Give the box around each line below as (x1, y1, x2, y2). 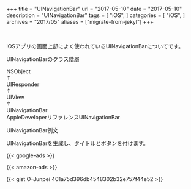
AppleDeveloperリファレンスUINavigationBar (6, 114, 121, 121)
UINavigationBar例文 (6, 127, 59, 134)
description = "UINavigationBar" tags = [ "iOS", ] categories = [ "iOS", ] (6, 12, 185, 19)
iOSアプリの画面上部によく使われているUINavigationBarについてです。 (6, 43, 184, 49)
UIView (6, 94, 24, 101)
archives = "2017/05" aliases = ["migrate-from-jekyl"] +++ (6, 18, 154, 25)
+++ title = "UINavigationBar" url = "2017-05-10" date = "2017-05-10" (6, 5, 182, 12)
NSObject (6, 68, 31, 75)
